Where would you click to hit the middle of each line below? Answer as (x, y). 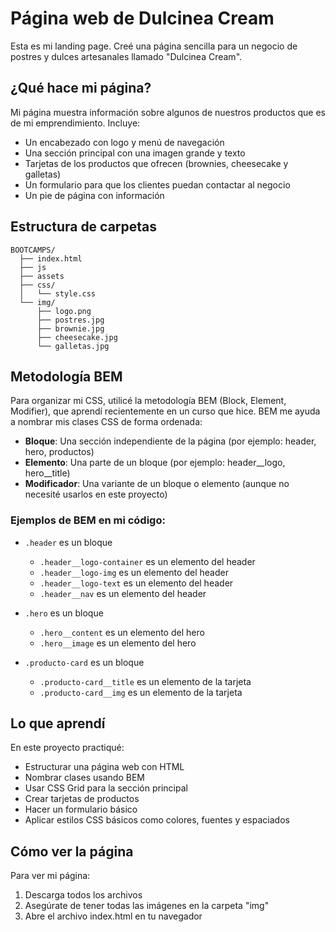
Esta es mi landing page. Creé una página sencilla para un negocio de (154, 46)
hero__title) (47, 473)
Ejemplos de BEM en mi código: (88, 520)
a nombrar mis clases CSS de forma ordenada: (106, 422)
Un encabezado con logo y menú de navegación (124, 142)
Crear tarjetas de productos (82, 799)
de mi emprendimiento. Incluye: (75, 123)
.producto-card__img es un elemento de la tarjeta (141, 692)
